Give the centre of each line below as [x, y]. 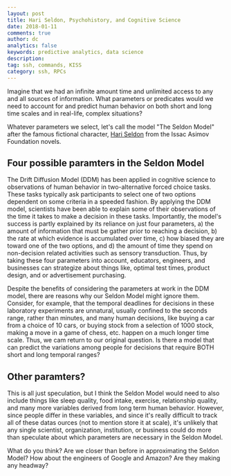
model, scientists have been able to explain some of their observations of [111, 209]
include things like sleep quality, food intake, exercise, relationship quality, [113, 401]
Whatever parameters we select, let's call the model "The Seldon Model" [111, 127]
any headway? [28, 466]
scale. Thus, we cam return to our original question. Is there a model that [111, 340]
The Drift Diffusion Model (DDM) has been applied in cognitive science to [111, 180]
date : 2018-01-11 [32, 26]
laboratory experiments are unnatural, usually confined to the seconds [107, 311]
